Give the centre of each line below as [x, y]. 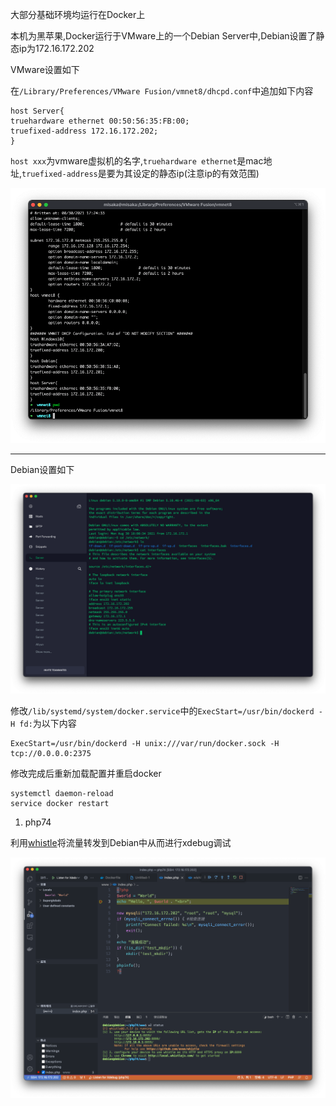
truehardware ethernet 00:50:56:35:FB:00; [100, 121]
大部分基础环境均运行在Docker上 [78, 14]
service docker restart [60, 803]
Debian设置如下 [42, 470]
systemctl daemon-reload [62, 793]
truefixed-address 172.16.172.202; [84, 131]
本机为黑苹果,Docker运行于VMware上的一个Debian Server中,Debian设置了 [163, 36]
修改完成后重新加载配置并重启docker [86, 773]
